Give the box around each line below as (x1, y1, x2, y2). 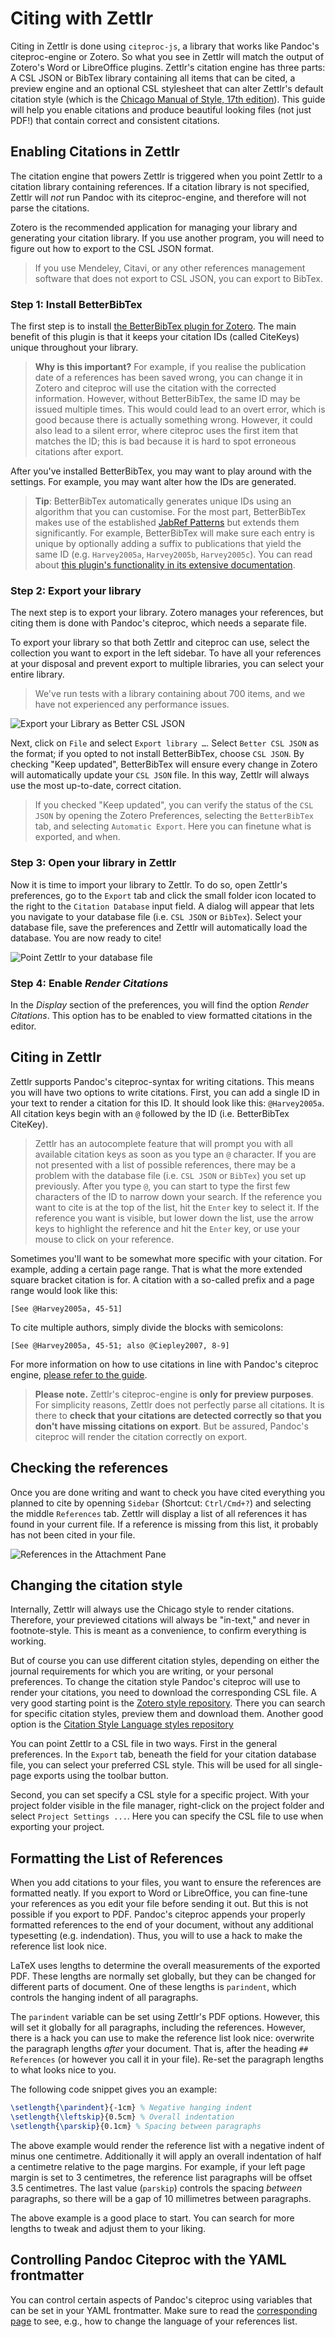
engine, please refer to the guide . (10, 1368, 148, 1381)
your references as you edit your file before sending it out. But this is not (10, 1898, 309, 1910)
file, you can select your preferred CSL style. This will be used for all (10, 1759, 292, 1771)
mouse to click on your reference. (34, 1233, 175, 1245)
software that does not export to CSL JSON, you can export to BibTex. (34, 272, 324, 284)
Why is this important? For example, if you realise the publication (34, 361, 307, 373)
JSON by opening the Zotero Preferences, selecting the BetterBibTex (34, 810, 314, 822)
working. (10, 1635, 47, 1647)
